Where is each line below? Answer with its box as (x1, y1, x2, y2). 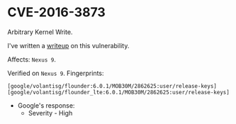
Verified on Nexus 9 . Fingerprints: (7, 69, 104, 77)
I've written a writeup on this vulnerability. (7, 41, 130, 50)
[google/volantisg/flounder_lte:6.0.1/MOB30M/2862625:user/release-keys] (7, 89, 230, 96)
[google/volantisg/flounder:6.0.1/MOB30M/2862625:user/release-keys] (7, 82, 218, 89)
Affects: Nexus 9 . (7, 55, 57, 64)
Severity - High (28, 108, 73, 117)
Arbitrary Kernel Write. (7, 28, 73, 36)
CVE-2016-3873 (7, 4, 106, 21)
